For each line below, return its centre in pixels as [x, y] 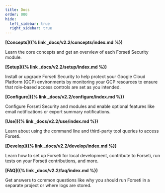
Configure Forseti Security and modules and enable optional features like [80, 106]
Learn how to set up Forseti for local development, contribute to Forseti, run [83, 156]
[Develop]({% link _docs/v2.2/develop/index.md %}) [61, 146]
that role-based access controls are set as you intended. [63, 87]
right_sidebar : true [31, 28]
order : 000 [16, 14]
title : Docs [17, 10]
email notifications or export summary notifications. [58, 112]
